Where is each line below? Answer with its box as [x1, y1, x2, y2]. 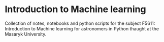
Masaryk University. [5, 31, 47, 37]
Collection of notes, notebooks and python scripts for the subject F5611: [5, 20, 155, 26]
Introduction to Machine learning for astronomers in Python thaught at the [5, 25, 159, 31]
